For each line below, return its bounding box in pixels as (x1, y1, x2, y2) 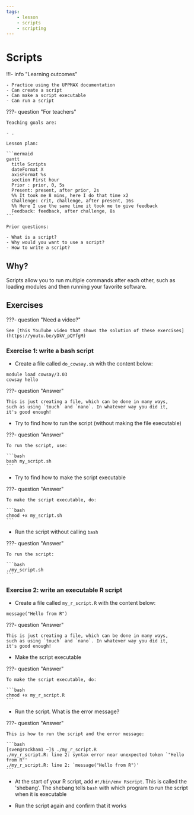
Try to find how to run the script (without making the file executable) (14, 420, 182, 427)
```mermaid (6, 151, 33, 157)
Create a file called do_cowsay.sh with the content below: (14, 360, 153, 367)
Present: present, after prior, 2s (11, 188, 100, 193)
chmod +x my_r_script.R (6, 692, 65, 698)
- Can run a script (6, 98, 55, 104)
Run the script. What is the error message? (14, 708, 120, 715)
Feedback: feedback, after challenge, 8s (11, 208, 116, 214)
